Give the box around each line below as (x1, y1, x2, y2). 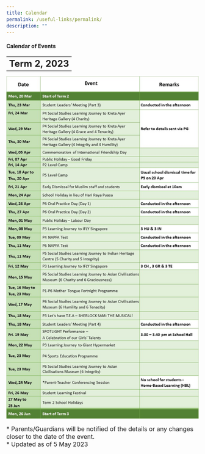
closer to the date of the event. (6, 432, 95, 441)
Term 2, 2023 (9, 58, 70, 70)
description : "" (6, 23, 48, 29)
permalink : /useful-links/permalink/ (6, 16, 103, 23)
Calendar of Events (6, 42, 56, 49)
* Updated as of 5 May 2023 (6, 440, 88, 449)
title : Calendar (6, 10, 48, 16)
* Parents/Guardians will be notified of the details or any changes (6, 425, 194, 433)
